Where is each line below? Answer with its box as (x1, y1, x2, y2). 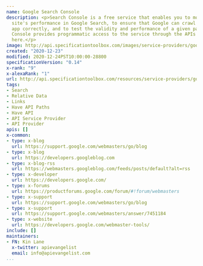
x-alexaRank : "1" (6, 71, 50, 77)
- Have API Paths (6, 104, 50, 110)
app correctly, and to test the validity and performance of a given (11, 25, 190, 32)
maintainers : (6, 233, 39, 239)
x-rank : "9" (6, 65, 36, 71)
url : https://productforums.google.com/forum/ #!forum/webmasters (11, 188, 180, 194)
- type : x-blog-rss (6, 160, 56, 166)
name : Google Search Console (6, 8, 80, 15)
